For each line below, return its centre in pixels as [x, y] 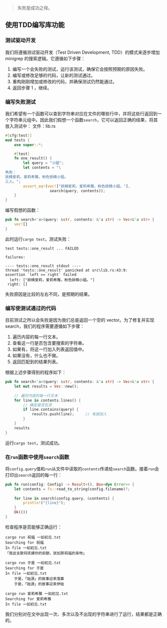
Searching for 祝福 [25, 542]
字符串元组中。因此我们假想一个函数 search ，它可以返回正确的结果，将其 [83, 120]
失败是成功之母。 [35, 8]
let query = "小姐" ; [43, 163]
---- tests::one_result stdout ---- [43, 266]
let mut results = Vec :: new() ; [46, 386]
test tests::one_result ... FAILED [42, 249]
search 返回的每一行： [40, 475]
